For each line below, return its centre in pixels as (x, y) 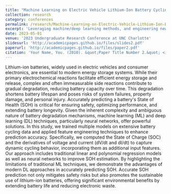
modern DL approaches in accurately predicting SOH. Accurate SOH (77, 169)
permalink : (17, 24)
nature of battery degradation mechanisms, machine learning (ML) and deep (85, 115)
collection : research (28, 15)
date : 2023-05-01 (24, 34)
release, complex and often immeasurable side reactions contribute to (79, 83)
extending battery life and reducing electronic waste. (61, 185)
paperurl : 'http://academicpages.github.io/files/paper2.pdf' (73, 48)
